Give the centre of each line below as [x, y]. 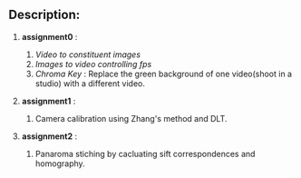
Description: [44, 15]
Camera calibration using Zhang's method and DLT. [131, 118]
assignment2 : [49, 136]
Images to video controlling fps [93, 64]
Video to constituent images [88, 54]
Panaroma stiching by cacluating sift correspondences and [145, 153]
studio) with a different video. [90, 83]
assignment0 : [49, 36]
